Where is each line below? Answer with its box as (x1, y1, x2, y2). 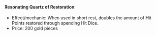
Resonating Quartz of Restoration (4, 4, 75, 10)
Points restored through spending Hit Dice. (11, 20, 99, 26)
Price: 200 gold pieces (11, 25, 58, 32)
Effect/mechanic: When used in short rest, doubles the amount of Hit (11, 15, 152, 21)
